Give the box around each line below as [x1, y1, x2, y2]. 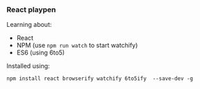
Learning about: [6, 21, 52, 29]
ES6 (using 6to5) [16, 48, 65, 57]
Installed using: [6, 62, 50, 70]
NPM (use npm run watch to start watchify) [16, 41, 138, 50]
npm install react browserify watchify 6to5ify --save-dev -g [6, 75, 194, 82]
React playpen [6, 5, 56, 14]
